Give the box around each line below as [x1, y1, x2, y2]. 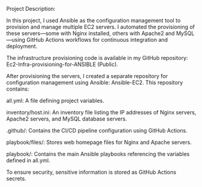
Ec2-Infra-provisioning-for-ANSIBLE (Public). [6, 61, 119, 68]
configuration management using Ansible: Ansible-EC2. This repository [6, 79, 183, 86]
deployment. [6, 42, 37, 50]
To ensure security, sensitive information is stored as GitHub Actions [6, 169, 177, 176]
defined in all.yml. [6, 157, 51, 164]
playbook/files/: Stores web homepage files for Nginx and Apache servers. [6, 139, 192, 146]
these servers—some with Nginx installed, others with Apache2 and [6, 30, 175, 37]
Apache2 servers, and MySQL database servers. [6, 115, 127, 122]
